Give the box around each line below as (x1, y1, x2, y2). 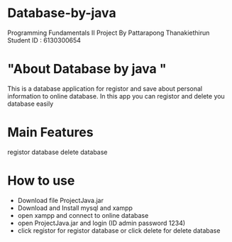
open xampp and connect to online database (17, 211, 149, 219)
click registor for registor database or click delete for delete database (17, 226, 221, 235)
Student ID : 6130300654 (7, 35, 82, 44)
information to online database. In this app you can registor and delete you (7, 92, 225, 100)
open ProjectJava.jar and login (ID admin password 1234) (17, 219, 186, 227)
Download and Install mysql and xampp (17, 204, 133, 212)
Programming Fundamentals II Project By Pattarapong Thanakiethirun (7, 28, 210, 37)
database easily (7, 99, 54, 108)
